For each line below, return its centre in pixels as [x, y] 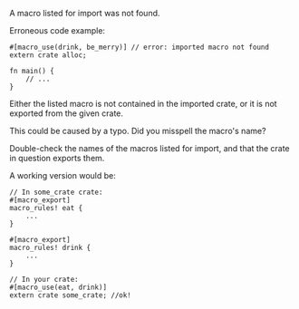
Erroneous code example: [58, 30]
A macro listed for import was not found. [85, 13]
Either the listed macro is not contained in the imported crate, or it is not [144, 104]
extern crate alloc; [48, 55]
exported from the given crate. [67, 113]
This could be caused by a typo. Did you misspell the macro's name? [138, 131]
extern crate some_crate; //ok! [70, 295]
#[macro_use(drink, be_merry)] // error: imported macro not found [140, 47]
